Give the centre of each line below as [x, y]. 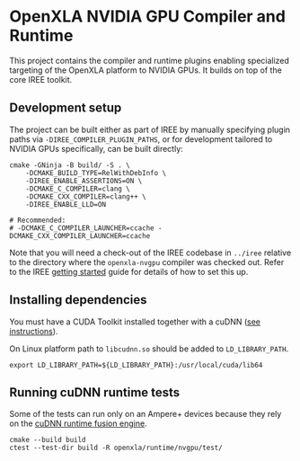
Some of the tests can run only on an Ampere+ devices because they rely [146, 414]
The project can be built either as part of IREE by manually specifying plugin [150, 129]
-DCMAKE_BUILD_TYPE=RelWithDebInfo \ [96, 173]
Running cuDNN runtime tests [95, 392]
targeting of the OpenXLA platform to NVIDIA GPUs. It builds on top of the [146, 70]
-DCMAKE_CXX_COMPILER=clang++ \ [86, 196]
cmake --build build [48, 440]
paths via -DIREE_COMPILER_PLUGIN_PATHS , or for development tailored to [141, 139]
